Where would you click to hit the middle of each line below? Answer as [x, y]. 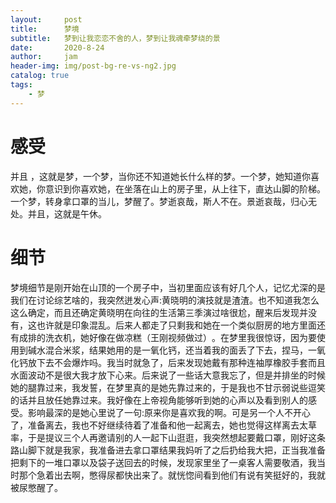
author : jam [44, 57]
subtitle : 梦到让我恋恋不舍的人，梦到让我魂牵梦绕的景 [115, 38]
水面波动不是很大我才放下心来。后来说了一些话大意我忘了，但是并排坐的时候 [168, 375]
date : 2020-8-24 [57, 47]
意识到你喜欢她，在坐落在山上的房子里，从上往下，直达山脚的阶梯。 [185, 188]
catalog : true [40, 76]
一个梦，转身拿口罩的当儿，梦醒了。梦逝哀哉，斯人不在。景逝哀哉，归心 [159, 201]
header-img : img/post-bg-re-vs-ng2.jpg [93, 66]
